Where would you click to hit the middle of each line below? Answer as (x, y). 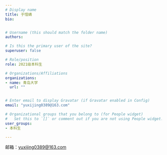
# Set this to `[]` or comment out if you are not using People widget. (84, 119)
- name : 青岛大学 (22, 83)
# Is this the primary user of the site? (49, 46)
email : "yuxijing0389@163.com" (38, 105)
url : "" (18, 87)
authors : (14, 37)
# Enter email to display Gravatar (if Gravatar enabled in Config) (78, 101)
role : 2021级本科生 (24, 64)
